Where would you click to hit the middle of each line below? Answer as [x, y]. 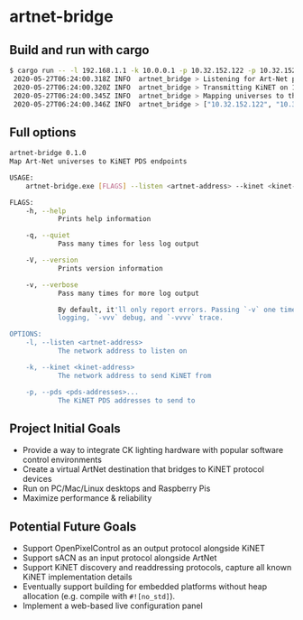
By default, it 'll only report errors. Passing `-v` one [167, 310]
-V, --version [52, 260]
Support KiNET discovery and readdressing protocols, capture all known [157, 568]
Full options [43, 132]
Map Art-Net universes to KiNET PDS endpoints [98, 162]
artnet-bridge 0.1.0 [48, 153]
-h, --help [46, 211]
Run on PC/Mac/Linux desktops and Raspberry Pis [116, 488]
